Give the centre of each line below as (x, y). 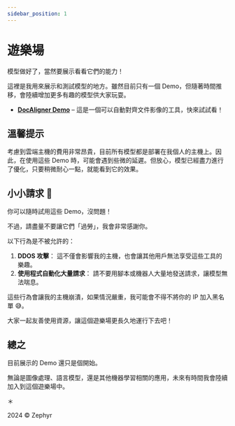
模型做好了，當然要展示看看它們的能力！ (65, 71)
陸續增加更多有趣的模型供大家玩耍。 (78, 94)
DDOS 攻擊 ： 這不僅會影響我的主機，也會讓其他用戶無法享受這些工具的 (120, 256)
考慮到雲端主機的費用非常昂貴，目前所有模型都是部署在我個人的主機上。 (111, 152)
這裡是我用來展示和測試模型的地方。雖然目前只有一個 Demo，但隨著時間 (112, 86)
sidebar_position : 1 (37, 14)
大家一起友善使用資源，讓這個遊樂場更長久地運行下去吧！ (90, 321)
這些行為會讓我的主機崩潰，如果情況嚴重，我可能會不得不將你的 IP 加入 (110, 297)
